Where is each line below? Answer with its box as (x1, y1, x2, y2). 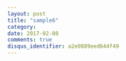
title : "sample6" (7, 17, 59, 24)
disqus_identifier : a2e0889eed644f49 (7, 43, 120, 50)
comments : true (7, 36, 53, 43)
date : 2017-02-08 (7, 29, 59, 37)
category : (7, 23, 37, 30)
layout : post (7, 10, 46, 18)
